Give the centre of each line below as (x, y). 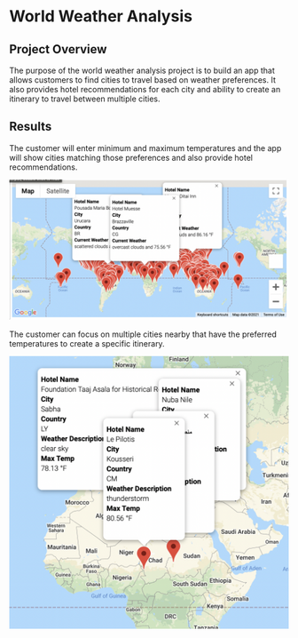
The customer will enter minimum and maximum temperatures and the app (145, 148)
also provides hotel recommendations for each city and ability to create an (145, 89)
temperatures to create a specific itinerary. (87, 343)
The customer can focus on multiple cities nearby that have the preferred (143, 334)
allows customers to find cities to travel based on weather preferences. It (143, 80)
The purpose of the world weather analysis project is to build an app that (142, 70)
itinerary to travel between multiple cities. (85, 99)
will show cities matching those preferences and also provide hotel (131, 157)
